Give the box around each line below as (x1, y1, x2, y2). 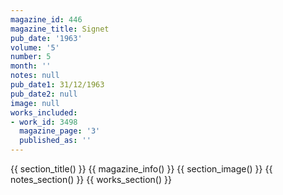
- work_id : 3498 (10, 117, 78, 127)
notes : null (10, 71, 60, 81)
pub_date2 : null (10, 89, 78, 99)
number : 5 (10, 52, 52, 62)
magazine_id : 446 (10, 14, 83, 25)
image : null (10, 98, 60, 108)
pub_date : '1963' (10, 33, 83, 43)
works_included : (10, 107, 78, 118)
